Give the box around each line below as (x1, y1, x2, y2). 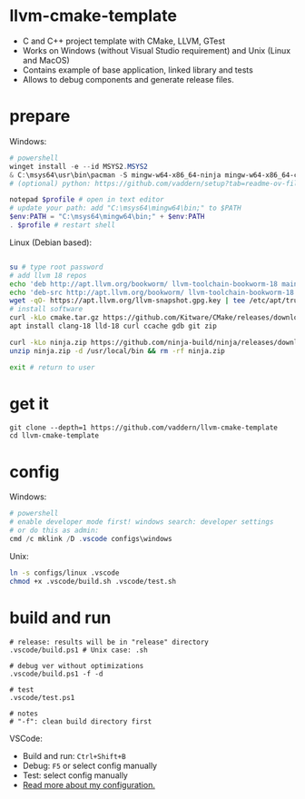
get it (9, 393, 50, 414)
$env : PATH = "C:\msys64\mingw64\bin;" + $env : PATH (9, 212, 205, 222)
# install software (9, 305, 84, 314)
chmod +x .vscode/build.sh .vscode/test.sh (9, 577, 177, 586)
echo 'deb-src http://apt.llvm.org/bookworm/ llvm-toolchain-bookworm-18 (9, 288, 295, 297)
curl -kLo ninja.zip (9, 338, 88, 347)
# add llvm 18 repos (9, 271, 88, 280)
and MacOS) (22, 54, 70, 65)
